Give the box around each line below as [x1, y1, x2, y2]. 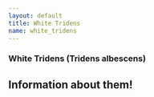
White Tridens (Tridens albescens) [8, 53, 147, 64]
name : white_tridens [8, 26, 78, 34]
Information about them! [8, 78, 133, 91]
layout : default [8, 11, 63, 20]
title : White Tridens [8, 19, 81, 27]
